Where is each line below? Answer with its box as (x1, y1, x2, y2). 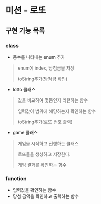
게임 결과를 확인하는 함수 (17, 162, 67, 168)
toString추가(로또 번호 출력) (17, 119, 73, 125)
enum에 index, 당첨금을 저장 (17, 64, 75, 71)
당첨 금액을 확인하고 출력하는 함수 (12, 193, 79, 199)
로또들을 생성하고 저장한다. (17, 151, 71, 157)
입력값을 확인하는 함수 (12, 187, 57, 193)
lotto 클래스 (12, 86, 36, 92)
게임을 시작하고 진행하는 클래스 (17, 140, 79, 146)
